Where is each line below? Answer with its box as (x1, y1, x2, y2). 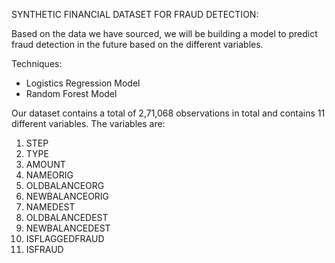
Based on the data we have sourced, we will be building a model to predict (11, 28, 318, 39)
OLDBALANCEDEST (25, 212, 109, 223)
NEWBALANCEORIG (25, 190, 110, 202)
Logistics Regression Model (25, 77, 141, 89)
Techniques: (11, 58, 63, 69)
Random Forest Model (25, 88, 118, 99)
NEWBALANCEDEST (25, 222, 111, 234)
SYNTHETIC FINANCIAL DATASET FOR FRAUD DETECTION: (11, 9, 259, 20)
